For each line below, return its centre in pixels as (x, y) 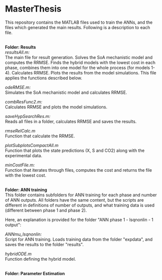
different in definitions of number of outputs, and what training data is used (80, 205)
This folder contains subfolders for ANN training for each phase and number (81, 195)
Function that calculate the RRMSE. (40, 136)
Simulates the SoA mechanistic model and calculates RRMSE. (66, 92)
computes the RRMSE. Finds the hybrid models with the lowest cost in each (80, 62)
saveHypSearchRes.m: (28, 116)
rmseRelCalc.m (20, 131)
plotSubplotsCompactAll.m (32, 145)
